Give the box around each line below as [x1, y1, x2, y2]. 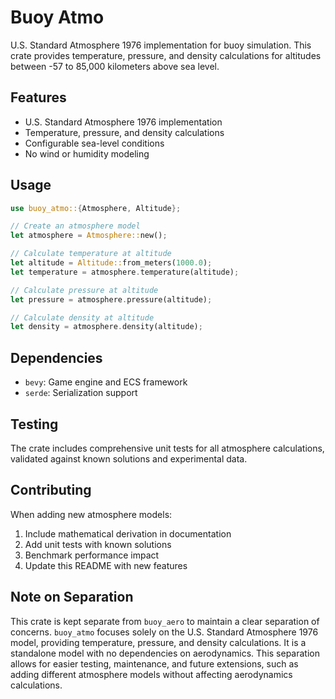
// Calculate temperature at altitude [10, 249, 172, 259]
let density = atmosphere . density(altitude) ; [10, 322, 203, 332]
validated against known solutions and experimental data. [10, 452, 248, 465]
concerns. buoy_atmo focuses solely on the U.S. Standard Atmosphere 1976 [10, 626, 319, 638]
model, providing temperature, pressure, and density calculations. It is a [10, 636, 307, 648]
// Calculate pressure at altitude [10, 285, 159, 295]
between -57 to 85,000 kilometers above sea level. [10, 60, 220, 72]
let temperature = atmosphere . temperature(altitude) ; [10, 267, 240, 277]
